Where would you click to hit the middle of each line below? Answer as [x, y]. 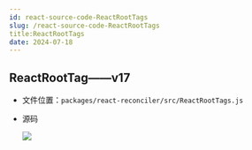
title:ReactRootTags [47, 34]
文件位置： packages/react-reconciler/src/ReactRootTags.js [133, 100]
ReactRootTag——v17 [70, 77]
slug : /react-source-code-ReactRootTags [85, 26]
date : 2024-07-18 [41, 42]
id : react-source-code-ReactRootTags [79, 17]
